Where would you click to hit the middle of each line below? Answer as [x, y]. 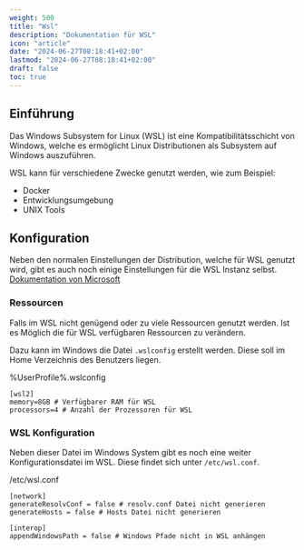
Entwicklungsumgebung [68, 200]
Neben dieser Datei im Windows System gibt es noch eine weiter [131, 452]
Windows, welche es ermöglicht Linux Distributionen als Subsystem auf [143, 145]
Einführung [42, 114]
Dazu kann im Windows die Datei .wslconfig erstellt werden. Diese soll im [147, 350]
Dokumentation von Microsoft [65, 279]
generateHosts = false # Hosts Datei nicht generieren [115, 512]
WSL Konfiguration [52, 433]
